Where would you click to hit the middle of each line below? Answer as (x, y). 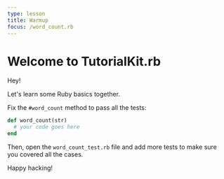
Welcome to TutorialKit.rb (84, 61)
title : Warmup (28, 20)
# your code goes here (47, 127)
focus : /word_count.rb (40, 27)
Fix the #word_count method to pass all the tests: (77, 108)
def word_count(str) (38, 121)
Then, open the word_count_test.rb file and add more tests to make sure (112, 147)
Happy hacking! (30, 168)
